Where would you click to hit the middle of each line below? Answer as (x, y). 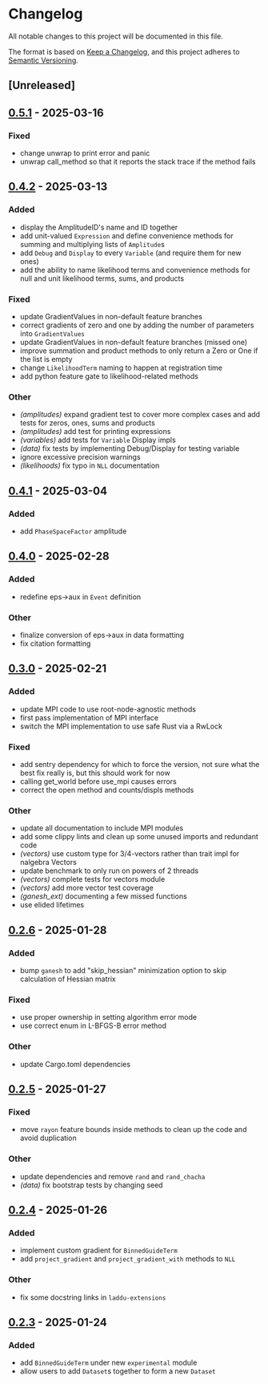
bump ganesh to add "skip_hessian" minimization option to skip (123, 970)
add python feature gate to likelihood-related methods (109, 376)
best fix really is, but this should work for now (95, 773)
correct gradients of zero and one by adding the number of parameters (137, 325)
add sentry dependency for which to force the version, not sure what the (140, 764)
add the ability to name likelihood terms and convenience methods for (135, 270)
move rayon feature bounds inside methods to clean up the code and (133, 1130)
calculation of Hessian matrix (68, 979)
